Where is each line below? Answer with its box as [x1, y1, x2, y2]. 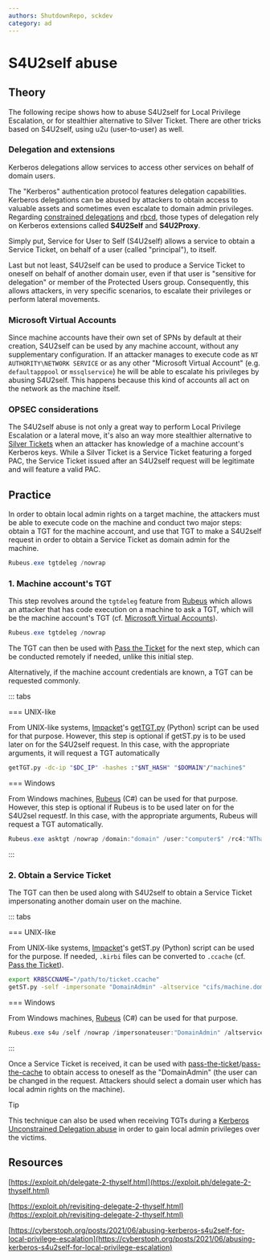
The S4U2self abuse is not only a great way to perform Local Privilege [8, 422, 241, 432]
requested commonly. [8, 676, 81, 686]
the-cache [8, 1067, 43, 1077]
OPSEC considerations [8, 404, 99, 415]
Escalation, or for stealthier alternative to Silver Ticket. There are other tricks [8, 116, 261, 125]
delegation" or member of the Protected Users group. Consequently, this [8, 277, 249, 287]
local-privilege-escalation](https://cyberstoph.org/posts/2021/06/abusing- [8, 1233, 256, 1243]
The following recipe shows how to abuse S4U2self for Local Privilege [8, 107, 241, 116]
